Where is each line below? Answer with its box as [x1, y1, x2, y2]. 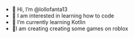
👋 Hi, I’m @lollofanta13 [11, 6, 68, 13]
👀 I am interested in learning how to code [11, 12, 115, 19]
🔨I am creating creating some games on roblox [11, 25, 129, 32]
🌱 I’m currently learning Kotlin [11, 19, 86, 25]
